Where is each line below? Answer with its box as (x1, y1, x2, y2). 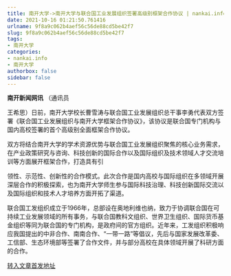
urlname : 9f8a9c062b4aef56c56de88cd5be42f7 (7, 23, 134, 30)
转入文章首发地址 (7, 262, 56, 270)
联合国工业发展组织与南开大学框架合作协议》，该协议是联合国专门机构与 (19, 117, 221, 125)
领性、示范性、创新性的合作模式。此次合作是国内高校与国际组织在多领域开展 (7, 172, 224, 180)
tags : (7, 36, 23, 43)
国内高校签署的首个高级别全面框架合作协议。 (7, 125, 134, 134)
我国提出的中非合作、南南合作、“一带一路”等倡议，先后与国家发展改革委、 (12, 230, 223, 238)
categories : (7, 49, 41, 56)
